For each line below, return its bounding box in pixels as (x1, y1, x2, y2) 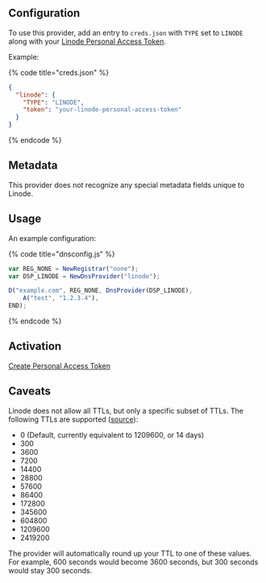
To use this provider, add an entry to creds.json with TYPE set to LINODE (8, 27, 243, 37)
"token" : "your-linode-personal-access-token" (23, 106, 182, 114)
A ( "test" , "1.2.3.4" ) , (23, 294, 99, 302)
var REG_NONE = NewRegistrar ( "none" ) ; (8, 264, 139, 273)
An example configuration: (8, 233, 97, 243)
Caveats (8, 385, 51, 398)
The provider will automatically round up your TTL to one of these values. (8, 548, 252, 558)
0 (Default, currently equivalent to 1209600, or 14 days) (19, 430, 205, 439)
